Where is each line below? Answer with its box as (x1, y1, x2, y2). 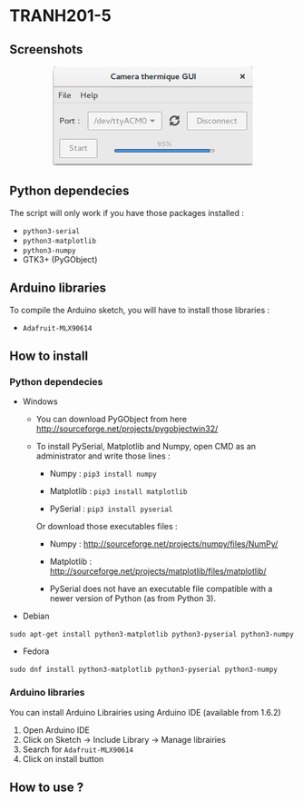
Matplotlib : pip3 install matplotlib (49, 486, 188, 497)
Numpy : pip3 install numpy (49, 469, 157, 480)
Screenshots (9, 42, 83, 57)
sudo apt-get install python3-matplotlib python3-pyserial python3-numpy (9, 630, 295, 639)
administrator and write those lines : (35, 450, 171, 461)
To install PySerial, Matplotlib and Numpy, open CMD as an (35, 441, 257, 452)
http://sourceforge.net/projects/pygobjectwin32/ (35, 423, 219, 434)
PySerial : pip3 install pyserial (49, 503, 173, 514)
